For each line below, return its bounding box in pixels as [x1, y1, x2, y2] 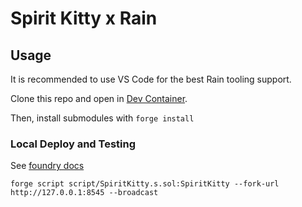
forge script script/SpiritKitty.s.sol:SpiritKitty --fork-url [10, 179, 280, 189]
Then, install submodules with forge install [10, 112, 195, 124]
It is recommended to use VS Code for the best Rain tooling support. [10, 73, 292, 85]
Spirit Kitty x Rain [10, 7, 158, 30]
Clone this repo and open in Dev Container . [10, 93, 188, 104]
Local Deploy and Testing [10, 137, 137, 151]
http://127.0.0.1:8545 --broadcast [10, 188, 159, 198]
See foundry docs [10, 160, 85, 172]
